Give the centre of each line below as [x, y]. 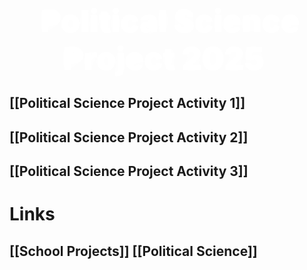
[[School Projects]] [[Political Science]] [133, 251]
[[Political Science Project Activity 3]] [129, 171]
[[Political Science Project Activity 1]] [127, 103]
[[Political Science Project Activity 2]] [129, 137]
